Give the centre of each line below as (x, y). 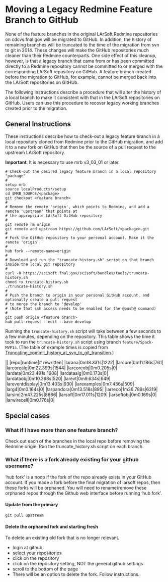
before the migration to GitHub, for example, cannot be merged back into (81, 77)
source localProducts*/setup (36, 189)
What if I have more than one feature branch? (62, 430)
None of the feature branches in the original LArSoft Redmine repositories (81, 34)
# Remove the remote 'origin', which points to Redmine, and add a (77, 207)
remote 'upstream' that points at (41, 211)
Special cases (28, 416)
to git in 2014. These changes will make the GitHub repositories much (77, 50)
